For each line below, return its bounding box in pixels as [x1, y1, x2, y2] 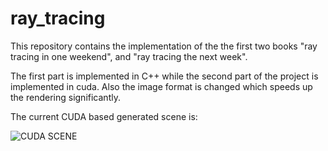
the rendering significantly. [10, 91, 121, 103]
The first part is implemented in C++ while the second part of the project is [10, 70, 319, 82]
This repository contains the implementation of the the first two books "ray [10, 40, 318, 52]
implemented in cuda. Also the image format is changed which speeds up [10, 80, 313, 92]
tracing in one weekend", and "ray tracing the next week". [10, 50, 248, 62]
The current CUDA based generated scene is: [10, 110, 198, 122]
